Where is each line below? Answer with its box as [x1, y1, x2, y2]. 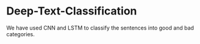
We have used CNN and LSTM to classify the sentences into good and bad [6, 24, 194, 31]
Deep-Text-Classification [6, 4, 137, 18]
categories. [6, 30, 35, 37]
